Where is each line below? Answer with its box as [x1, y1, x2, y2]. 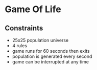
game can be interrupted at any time [12, 59, 89, 64]
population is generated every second [12, 53, 92, 59]
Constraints [5, 24, 43, 32]
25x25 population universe [12, 37, 69, 43]
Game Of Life [5, 4, 62, 15]
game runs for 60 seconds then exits [12, 48, 90, 54]
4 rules [12, 43, 28, 49]
